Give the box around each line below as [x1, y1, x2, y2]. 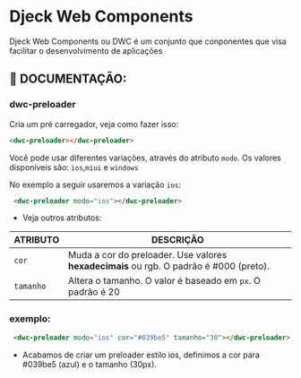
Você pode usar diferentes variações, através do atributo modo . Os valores [9, 152, 282, 163]
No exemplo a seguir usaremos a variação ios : [9, 179, 182, 190]
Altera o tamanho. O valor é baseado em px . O [68, 275, 262, 288]
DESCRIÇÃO [150, 234, 204, 246]
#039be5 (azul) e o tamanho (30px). [21, 358, 157, 369]
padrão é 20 [68, 286, 121, 298]
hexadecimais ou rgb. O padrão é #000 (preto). [68, 260, 271, 272]
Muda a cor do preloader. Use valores [68, 249, 228, 262]
